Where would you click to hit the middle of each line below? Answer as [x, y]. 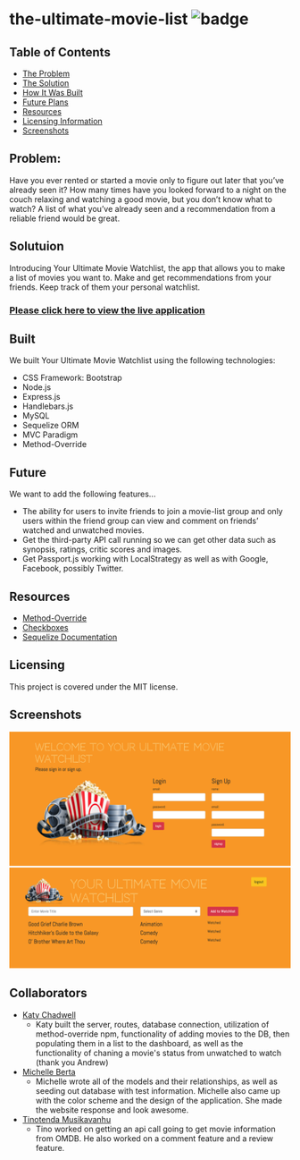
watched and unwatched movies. [83, 530]
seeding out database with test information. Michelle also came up [158, 1090]
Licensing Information [62, 121]
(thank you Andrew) [72, 1062]
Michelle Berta [49, 1071]
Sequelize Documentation [70, 637]
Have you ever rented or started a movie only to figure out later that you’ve [146, 180]
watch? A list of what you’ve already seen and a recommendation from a [142, 208]
